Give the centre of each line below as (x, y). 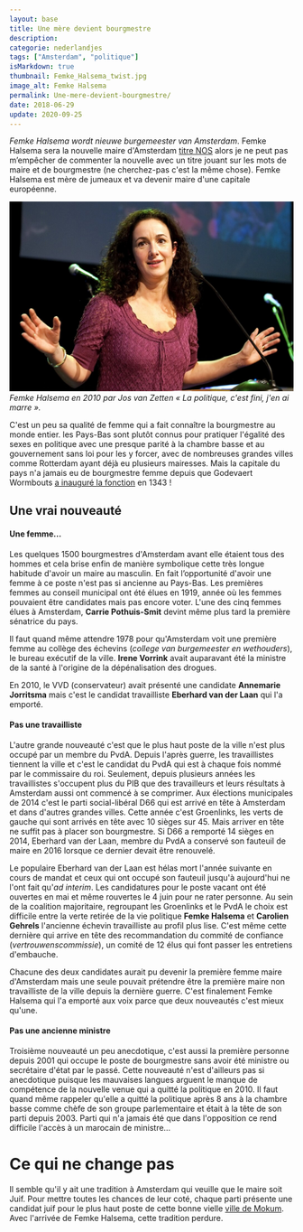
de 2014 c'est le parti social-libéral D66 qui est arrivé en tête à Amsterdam (147, 802)
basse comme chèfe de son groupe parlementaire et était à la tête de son (146, 1109)
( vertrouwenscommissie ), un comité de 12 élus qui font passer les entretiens (151, 945)
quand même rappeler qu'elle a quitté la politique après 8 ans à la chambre (148, 1099)
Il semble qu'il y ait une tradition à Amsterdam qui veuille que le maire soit (146, 1189)
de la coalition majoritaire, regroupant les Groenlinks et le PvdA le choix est (149, 906)
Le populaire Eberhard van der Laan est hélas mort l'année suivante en (141, 868)
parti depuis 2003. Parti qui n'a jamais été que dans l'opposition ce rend (143, 1118)
